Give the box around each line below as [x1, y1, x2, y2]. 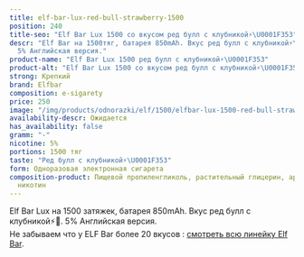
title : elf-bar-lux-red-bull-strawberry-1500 [9, 13, 184, 23]
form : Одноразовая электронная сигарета [9, 164, 165, 173]
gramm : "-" [9, 131, 51, 140]
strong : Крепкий [9, 72, 71, 81]
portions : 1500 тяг [9, 147, 83, 156]
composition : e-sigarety [9, 88, 103, 97]
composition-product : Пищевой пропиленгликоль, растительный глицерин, [9, 172, 285, 181]
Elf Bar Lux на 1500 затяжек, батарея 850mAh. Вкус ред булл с [9, 206, 252, 216]
